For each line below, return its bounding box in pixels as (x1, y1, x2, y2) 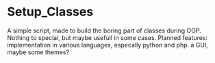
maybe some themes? (7, 48, 70, 56)
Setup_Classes (7, 4, 94, 20)
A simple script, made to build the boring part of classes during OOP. (7, 26, 202, 35)
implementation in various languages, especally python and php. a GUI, (7, 41, 209, 49)
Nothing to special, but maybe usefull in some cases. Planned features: (7, 33, 207, 41)
